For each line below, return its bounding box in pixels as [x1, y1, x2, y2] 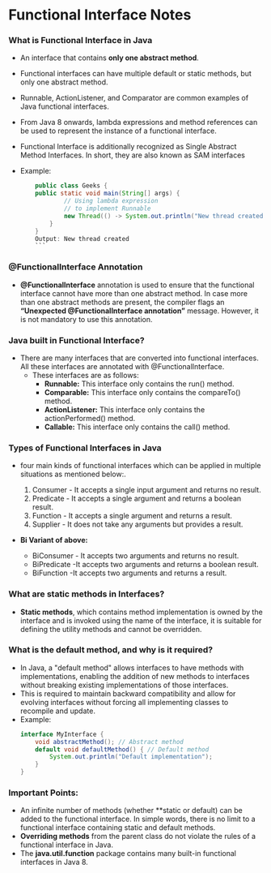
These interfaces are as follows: [32, 370, 139, 380]
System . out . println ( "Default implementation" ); [49, 753, 213, 761]
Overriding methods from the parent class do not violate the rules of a [19, 832, 256, 841]
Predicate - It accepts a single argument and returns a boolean [32, 493, 242, 504]
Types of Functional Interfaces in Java [8, 442, 162, 454]
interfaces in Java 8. [19, 858, 89, 867]
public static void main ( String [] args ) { [35, 189, 180, 198]
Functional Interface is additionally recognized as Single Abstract [19, 142, 237, 152]
